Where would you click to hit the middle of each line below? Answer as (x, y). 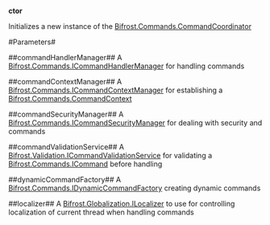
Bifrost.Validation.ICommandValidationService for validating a (110, 155)
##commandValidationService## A (66, 147)
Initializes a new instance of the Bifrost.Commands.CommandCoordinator (130, 26)
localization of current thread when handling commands (102, 212)
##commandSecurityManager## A (66, 114)
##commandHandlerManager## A (65, 57)
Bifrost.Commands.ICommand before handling (85, 164)
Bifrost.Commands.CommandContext (70, 98)
